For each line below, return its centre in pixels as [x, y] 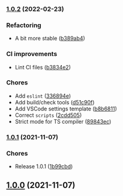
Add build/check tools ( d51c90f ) [55, 102]
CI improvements [32, 54]
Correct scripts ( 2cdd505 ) [48, 115]
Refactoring [24, 25]
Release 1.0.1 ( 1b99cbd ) [44, 166]
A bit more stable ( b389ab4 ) [50, 39]
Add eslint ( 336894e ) [43, 96]
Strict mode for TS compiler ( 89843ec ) [63, 121]
